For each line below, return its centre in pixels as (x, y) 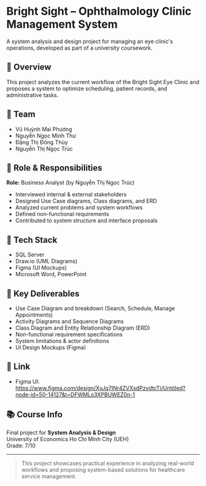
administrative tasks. (32, 95)
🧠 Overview (29, 67)
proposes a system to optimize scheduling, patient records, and (87, 88)
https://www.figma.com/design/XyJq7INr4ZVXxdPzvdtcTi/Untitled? (100, 388)
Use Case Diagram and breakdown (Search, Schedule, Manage (95, 308)
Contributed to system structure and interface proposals (86, 221)
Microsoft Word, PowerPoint (51, 274)
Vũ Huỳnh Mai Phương (44, 129)
